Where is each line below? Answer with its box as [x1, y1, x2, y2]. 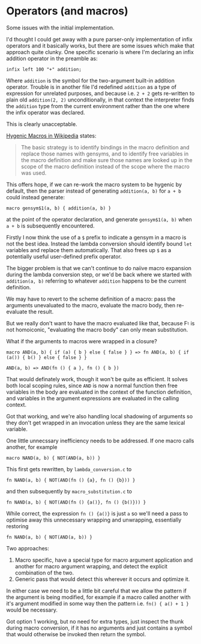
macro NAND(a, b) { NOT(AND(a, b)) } [6, 455, 101, 461]
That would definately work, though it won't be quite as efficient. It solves [6, 375, 188, 382]
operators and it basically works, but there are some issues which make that [6, 42, 195, 49]
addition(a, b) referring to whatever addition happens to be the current [6, 277, 187, 284]
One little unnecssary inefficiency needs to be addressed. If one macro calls [6, 437, 194, 444]
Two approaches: [6, 544, 49, 552]
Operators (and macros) [6, 4, 128, 18]
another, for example [6, 443, 58, 451]
